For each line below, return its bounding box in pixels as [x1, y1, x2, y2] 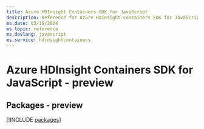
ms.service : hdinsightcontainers [6, 37, 91, 43]
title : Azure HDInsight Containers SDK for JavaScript [6, 8, 148, 15]
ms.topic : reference [6, 25, 59, 32]
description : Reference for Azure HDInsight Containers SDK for [6, 15, 172, 21]
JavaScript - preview [6, 76, 114, 90]
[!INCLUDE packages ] [6, 116, 61, 123]
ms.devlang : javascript [6, 31, 67, 38]
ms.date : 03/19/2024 [6, 20, 59, 26]
